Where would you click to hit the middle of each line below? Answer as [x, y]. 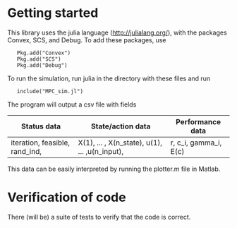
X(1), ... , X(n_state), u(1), [120, 143]
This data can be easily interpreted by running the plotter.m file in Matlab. [114, 169]
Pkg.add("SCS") [39, 59]
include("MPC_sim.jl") [50, 91]
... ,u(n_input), [101, 151]
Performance [198, 121]
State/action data [121, 126]
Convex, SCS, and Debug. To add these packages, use [87, 40]
